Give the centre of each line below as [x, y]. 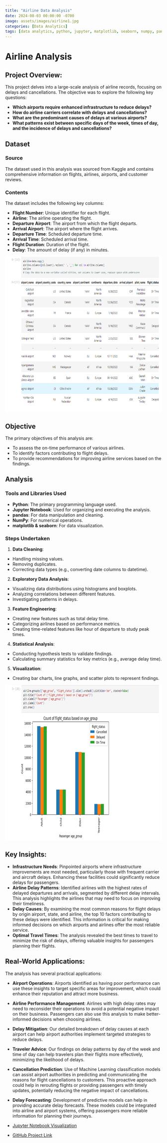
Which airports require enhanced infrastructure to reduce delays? [82, 107]
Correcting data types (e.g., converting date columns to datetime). [80, 569]
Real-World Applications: [45, 962]
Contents [17, 192]
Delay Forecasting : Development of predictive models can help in [80, 1100]
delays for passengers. [36, 882]
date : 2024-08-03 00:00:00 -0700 [40, 16]
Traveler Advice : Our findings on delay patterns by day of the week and [86, 1049]
